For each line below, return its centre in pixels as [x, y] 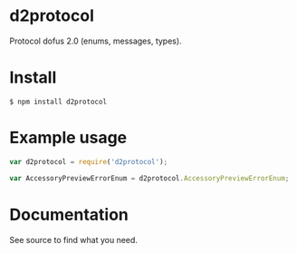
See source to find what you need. [74, 239]
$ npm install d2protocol [58, 102]
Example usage [68, 138]
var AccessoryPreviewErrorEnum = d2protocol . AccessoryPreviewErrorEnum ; [149, 178]
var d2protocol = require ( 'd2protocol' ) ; [89, 161]
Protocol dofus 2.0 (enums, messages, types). [96, 41]
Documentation [69, 215]
